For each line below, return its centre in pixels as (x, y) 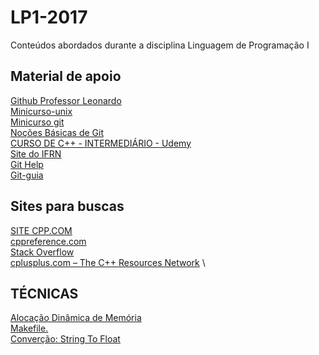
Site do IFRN (36, 153)
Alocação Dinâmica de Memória (76, 318)
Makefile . (29, 328)
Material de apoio (66, 76)
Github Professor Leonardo (66, 100)
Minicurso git (37, 122)
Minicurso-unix (41, 111)
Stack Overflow (42, 252)
